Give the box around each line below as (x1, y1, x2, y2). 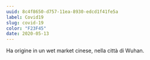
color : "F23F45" (6, 25, 46, 31)
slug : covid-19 (6, 20, 44, 26)
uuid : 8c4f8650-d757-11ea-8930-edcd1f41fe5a (6, 8, 118, 15)
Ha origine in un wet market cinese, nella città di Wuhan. (6, 47, 145, 54)
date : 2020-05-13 (6, 31, 49, 37)
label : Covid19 (6, 14, 44, 20)
